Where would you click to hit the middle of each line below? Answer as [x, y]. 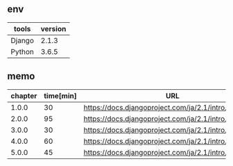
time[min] [61, 95]
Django [23, 40]
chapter [24, 95]
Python [23, 51]
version [53, 28]
